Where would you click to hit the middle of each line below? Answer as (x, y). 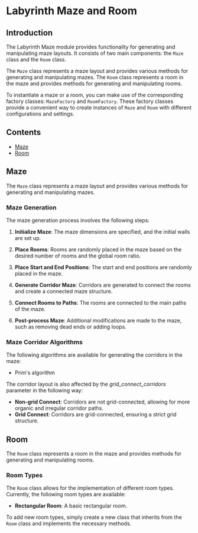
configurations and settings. (40, 114)
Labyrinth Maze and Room (72, 11)
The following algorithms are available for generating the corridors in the (94, 355)
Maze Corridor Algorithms (44, 342)
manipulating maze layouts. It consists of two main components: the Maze (95, 53)
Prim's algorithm (35, 373)
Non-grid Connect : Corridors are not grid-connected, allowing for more (102, 402)
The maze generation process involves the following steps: (78, 220)
